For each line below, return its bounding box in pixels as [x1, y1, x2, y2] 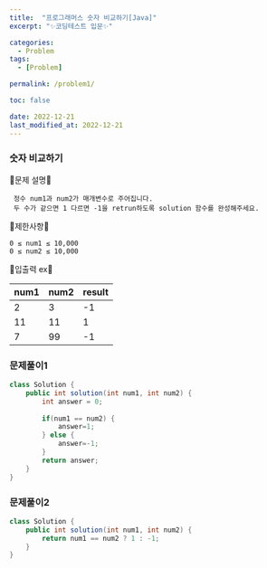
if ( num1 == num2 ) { [42, 413, 116, 423]
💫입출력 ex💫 [9, 263, 53, 274]
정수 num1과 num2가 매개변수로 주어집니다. [13, 194, 154, 204]
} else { [42, 431, 75, 440]
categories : [9, 38, 54, 47]
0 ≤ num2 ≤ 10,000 [9, 246, 79, 256]
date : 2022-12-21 [9, 112, 75, 121]
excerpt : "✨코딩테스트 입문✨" [9, 22, 113, 31]
